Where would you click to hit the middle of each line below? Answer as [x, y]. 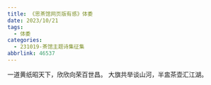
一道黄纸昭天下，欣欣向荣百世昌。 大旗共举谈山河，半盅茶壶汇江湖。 [107, 74]
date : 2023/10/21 [33, 21]
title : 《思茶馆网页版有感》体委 [50, 14]
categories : [25, 40]
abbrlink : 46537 [31, 54]
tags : [15, 27]
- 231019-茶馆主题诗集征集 [49, 47]
